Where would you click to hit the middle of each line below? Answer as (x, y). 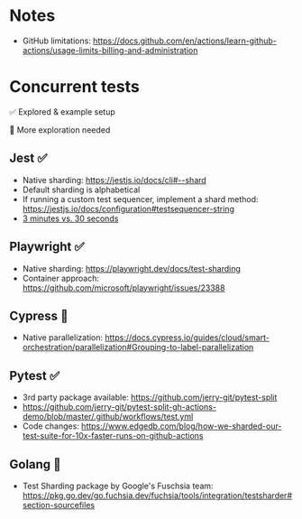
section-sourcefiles (59, 505)
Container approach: (60, 278)
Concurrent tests (74, 87)
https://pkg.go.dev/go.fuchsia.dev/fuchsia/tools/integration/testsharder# (157, 495)
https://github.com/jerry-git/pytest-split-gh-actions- (119, 407)
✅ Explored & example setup (62, 111)
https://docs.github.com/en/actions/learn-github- (185, 41)
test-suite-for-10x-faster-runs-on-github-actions (113, 436)
